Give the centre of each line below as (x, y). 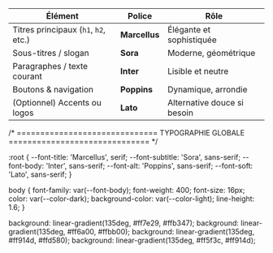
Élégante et (189, 30)
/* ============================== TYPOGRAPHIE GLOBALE (127, 133)
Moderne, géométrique (212, 53)
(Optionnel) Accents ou (57, 103)
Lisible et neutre (198, 71)
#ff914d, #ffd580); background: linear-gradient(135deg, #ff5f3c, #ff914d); (132, 240)
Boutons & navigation (53, 90)
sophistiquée (192, 40)
